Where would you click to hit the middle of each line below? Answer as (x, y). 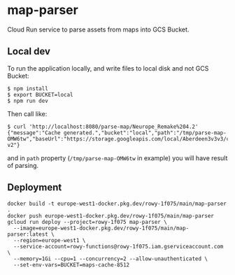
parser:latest (28, 234)
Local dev (29, 51)
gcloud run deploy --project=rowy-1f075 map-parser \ (87, 222)
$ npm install (28, 89)
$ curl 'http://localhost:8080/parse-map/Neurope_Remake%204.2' (103, 127)
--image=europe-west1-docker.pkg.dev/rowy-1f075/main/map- (101, 228)
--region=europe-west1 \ (50, 240)
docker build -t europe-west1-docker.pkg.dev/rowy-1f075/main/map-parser (117, 204)
